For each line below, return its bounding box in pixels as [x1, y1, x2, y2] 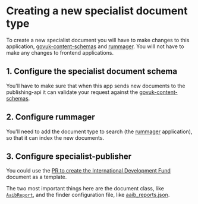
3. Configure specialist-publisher [6, 151, 132, 161]
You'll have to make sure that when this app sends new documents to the [6, 82, 186, 89]
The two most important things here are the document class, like [6, 185, 165, 192]
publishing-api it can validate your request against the [6, 88, 139, 96]
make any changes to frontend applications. [6, 49, 114, 56]
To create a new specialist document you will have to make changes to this [6, 36, 190, 43]
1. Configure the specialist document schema [6, 67, 177, 77]
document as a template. [6, 174, 67, 181]
